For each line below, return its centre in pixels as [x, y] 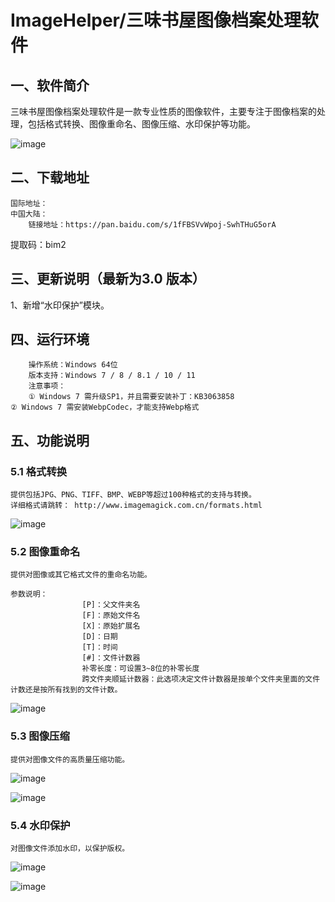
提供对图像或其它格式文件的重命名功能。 [81, 575]
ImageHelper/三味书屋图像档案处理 [156, 20]
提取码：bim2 [38, 244]
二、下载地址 [50, 177]
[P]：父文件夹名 [111, 605]
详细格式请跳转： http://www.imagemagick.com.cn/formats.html [136, 506]
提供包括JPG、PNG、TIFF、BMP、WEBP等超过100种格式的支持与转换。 [133, 495]
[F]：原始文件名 [111, 616]
